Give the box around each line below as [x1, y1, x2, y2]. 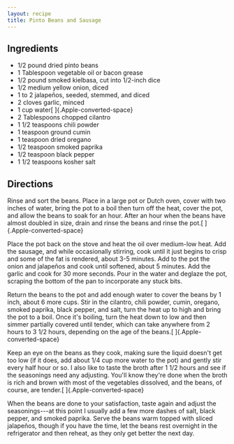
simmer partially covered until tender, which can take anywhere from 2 [7, 320, 211, 329]
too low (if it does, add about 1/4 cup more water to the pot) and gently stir [7, 356, 222, 364]
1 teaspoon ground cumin [17, 128, 91, 136]
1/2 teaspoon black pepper [17, 150, 95, 159]
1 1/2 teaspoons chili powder [17, 120, 99, 129]
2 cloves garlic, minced [17, 99, 85, 107]
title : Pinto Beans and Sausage [7, 17, 101, 24]
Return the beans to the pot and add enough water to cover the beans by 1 [7, 291, 221, 299]
